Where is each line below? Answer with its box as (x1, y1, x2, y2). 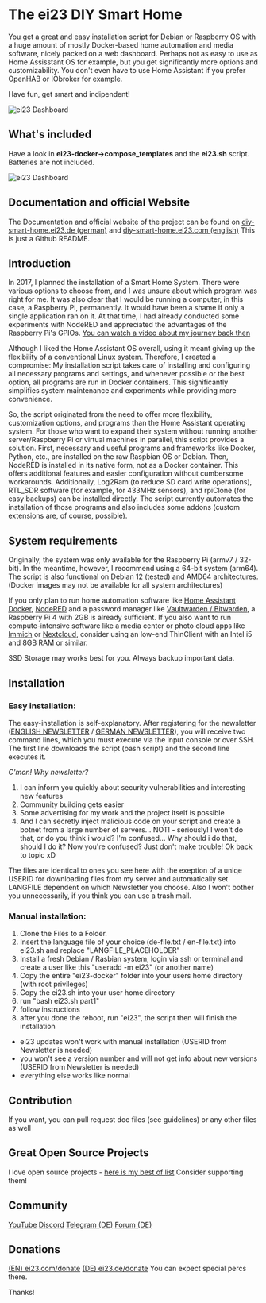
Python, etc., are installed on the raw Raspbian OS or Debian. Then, (8, 452, 229, 461)
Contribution (8, 1093, 73, 1107)
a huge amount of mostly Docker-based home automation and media (8, 40, 234, 49)
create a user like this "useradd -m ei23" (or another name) (19, 962, 214, 972)
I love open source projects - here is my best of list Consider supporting (8, 1167, 244, 1177)
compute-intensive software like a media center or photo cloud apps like (8, 621, 245, 630)
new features (19, 791, 64, 800)
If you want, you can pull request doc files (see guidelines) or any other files (8, 1114, 257, 1124)
